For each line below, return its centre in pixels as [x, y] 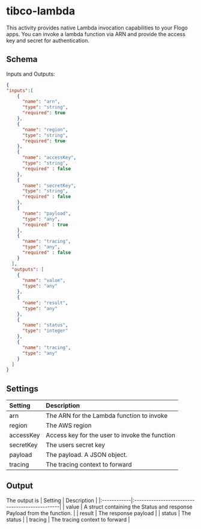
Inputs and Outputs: [31, 74]
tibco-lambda [41, 11]
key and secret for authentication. [48, 40]
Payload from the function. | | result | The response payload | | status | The [99, 513]
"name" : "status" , [45, 325]
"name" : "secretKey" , [49, 185]
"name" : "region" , [45, 130]
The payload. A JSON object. [87, 455]
